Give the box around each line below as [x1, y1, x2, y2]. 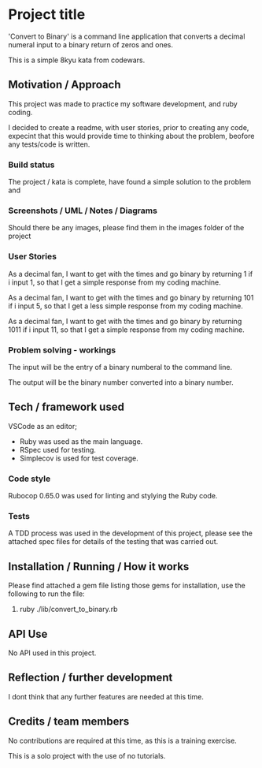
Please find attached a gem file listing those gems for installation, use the [8, 581, 246, 591]
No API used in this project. [8, 648, 97, 658]
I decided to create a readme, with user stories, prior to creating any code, [8, 122, 249, 132]
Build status [8, 159, 55, 170]
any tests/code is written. [8, 140, 90, 149]
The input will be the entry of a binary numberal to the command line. [8, 362, 233, 371]
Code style [8, 473, 51, 484]
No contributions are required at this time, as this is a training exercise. [8, 736, 238, 745]
